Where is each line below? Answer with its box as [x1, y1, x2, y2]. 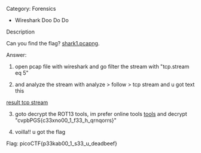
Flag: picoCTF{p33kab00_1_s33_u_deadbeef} [6, 140, 118, 147]
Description [6, 28, 35, 35]
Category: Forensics [6, 5, 56, 12]
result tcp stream [6, 99, 48, 106]
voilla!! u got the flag [14, 128, 66, 135]
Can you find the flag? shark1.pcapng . [6, 40, 100, 47]
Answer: [6, 51, 27, 59]
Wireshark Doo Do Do [14, 17, 69, 23]
